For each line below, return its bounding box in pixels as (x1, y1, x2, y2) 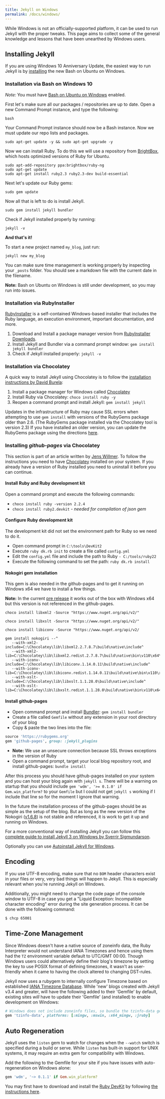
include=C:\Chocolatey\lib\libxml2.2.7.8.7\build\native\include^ (5, 645, 144, 650)
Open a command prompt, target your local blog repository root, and (12, 758, 151, 764)
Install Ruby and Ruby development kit (5, 480, 85, 486)
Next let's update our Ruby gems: (5, 180, 73, 186)
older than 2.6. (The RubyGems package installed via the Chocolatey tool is (5, 419, 158, 426)
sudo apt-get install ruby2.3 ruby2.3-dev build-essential (5, 171, 129, 176)
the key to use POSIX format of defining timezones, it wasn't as (5, 963, 133, 969)
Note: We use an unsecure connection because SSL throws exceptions (12, 748, 157, 754)
